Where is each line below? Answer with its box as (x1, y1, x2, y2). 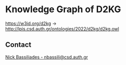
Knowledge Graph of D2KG (5, 4, 121, 15)
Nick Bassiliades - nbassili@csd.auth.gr (5, 54, 88, 60)
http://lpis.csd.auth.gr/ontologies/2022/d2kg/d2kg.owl (5, 25, 119, 31)
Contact (5, 41, 31, 49)
